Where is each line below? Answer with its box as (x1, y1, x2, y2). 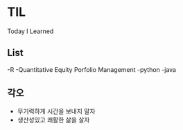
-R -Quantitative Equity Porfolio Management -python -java (7, 65, 177, 73)
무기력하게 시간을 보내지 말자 (17, 106, 96, 115)
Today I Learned (7, 27, 54, 35)
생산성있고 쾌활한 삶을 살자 (17, 115, 90, 124)
